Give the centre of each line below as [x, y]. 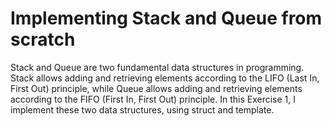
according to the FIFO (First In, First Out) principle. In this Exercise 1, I [153, 99]
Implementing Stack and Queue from [166, 18]
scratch [43, 39]
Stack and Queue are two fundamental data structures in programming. [157, 67]
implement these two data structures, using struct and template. [142, 109]
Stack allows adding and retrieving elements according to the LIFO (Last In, [165, 78]
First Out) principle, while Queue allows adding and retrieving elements [156, 88]
